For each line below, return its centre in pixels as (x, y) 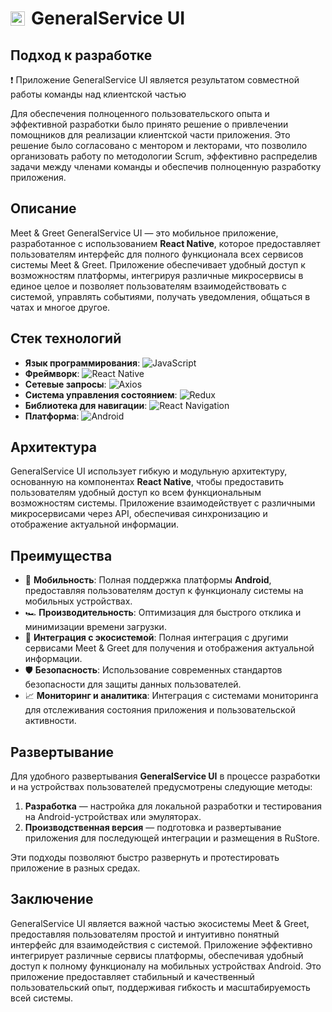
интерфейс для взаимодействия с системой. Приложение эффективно (161, 944)
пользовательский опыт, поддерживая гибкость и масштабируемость (160, 987)
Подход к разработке (81, 55)
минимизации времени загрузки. (95, 627)
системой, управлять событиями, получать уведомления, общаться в (160, 296)
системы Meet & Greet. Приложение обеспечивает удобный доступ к (158, 264)
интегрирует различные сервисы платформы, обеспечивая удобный (157, 955)
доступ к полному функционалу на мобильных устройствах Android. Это (166, 966)
